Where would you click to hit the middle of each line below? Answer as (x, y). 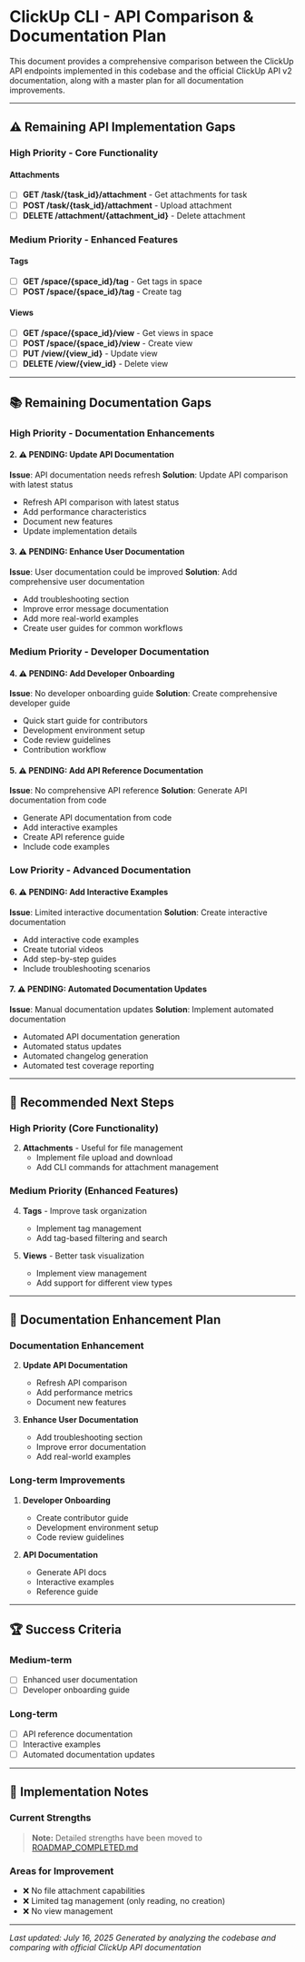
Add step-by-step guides (69, 959)
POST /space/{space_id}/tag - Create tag (102, 291)
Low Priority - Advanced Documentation (100, 871)
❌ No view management (68, 1911)
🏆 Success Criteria (66, 1630)
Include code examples (66, 847)
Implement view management (91, 1273)
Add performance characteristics (84, 511)
